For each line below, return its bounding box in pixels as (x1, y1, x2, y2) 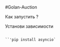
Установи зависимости (5, 23, 54, 29)
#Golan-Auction (5, 4, 37, 10)
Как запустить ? (5, 14, 38, 19)
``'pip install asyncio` (5, 37, 56, 42)
